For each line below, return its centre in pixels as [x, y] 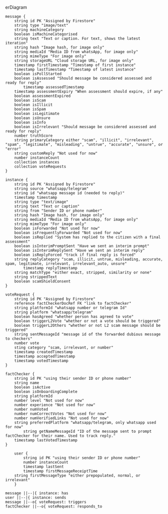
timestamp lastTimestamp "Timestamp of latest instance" [75, 70]
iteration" [17, 43]
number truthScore [33, 136]
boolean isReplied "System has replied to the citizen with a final [88, 237]
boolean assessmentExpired [43, 96]
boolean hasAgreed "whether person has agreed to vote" [74, 317]
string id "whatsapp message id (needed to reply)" [69, 193]
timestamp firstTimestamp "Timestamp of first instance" [75, 65]
